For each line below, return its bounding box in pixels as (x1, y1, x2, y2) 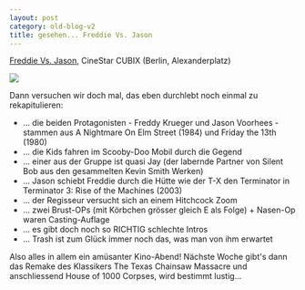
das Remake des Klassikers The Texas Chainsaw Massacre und (9, 261, 248, 272)
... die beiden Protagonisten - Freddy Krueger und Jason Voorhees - (22, 118, 280, 129)
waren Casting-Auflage (22, 214, 110, 225)
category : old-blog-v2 (9, 22, 96, 31)
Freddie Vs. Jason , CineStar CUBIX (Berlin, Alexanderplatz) (9, 56, 231, 67)
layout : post (9, 13, 59, 23)
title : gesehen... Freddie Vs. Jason (9, 30, 153, 39)
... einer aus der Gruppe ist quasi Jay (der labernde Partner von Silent (22, 156, 284, 167)
